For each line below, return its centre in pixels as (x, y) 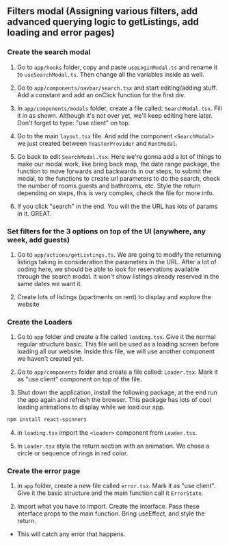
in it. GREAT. (35, 213)
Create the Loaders (40, 322)
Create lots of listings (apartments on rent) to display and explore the (114, 296)
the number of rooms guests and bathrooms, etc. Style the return (109, 186)
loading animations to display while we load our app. (91, 407)
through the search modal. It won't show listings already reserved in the (118, 276)
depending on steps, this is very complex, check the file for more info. (116, 193)
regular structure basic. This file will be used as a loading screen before (118, 344)
